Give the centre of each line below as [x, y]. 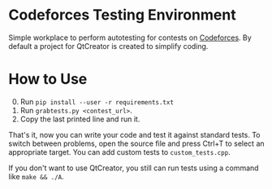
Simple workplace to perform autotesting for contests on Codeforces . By [130, 37]
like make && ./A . [37, 176]
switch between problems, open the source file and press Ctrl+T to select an [137, 143]
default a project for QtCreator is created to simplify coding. [108, 46]
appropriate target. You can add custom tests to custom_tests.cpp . [120, 152]
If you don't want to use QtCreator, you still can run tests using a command [134, 168]
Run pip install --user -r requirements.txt [97, 101]
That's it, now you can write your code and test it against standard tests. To [135, 134]
